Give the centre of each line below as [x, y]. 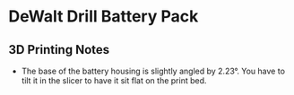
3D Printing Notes [59, 50]
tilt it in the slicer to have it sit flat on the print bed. [114, 81]
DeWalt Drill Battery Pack [104, 17]
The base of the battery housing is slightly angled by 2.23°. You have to [153, 71]
